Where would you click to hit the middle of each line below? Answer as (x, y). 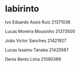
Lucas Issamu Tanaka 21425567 (37, 50)
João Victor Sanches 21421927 (36, 40)
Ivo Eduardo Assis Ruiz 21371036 (38, 22)
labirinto (22, 9)
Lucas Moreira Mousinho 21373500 (40, 31)
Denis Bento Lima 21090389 (33, 59)
